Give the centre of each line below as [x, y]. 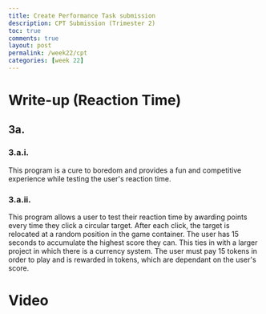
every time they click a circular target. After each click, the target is [119, 226]
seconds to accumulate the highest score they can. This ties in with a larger [133, 243]
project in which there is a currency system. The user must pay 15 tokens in [133, 251]
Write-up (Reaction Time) [95, 100]
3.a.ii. [20, 199]
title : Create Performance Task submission [82, 16]
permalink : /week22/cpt [48, 53]
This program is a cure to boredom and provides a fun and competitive [125, 170]
